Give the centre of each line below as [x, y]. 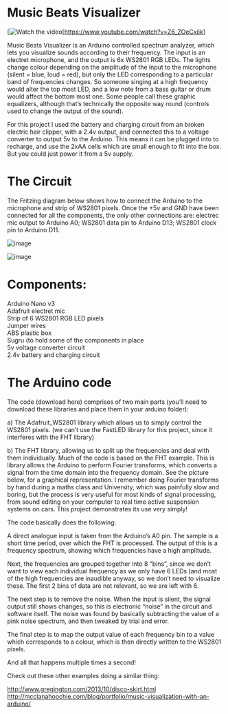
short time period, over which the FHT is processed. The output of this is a [112, 543]
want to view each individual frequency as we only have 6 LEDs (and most [112, 571]
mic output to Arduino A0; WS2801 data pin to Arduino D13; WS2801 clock [112, 223]
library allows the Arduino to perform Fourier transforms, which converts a [112, 465]
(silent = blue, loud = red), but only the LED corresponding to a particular [110, 74]
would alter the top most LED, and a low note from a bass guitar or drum [109, 89]
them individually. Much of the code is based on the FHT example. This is [111, 458]
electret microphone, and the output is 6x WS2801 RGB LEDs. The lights [109, 59]
